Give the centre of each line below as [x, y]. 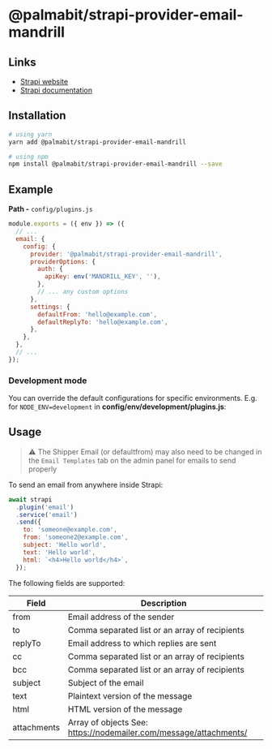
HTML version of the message [125, 709]
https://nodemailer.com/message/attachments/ [157, 732]
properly [42, 469]
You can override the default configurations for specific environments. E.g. [133, 398]
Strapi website [44, 82]
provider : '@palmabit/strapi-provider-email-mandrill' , [126, 254]
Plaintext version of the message [130, 695]
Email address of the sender [121, 617]
